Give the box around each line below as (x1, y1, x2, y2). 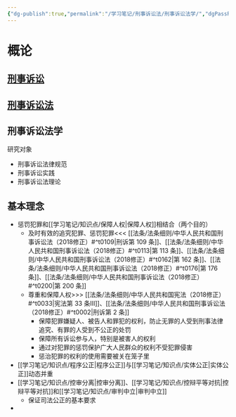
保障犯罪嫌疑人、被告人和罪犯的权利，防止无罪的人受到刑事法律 (38, 317, 223, 326)
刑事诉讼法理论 (17, 177, 61, 186)
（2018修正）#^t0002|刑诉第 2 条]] (27, 308, 130, 316)
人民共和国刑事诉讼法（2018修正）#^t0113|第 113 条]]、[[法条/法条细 (27, 247, 225, 255)
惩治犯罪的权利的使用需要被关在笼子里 (38, 352, 150, 361)
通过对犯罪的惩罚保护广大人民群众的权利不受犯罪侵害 (38, 343, 193, 352)
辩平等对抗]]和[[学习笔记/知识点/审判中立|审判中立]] (17, 387, 167, 396)
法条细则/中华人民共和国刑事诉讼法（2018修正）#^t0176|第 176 (36, 264, 218, 273)
